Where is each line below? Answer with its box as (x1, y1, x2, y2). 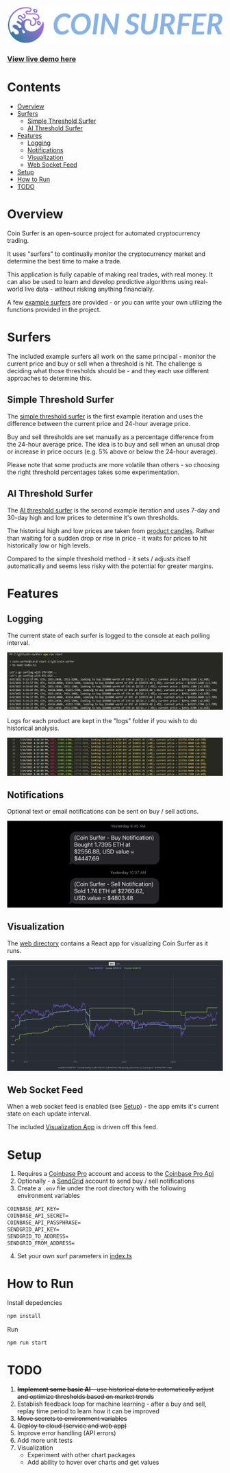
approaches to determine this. (7, 374, 92, 383)
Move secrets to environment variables (16, 1414, 127, 1422)
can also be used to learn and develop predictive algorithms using (7, 278, 194, 286)
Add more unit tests (16, 1436, 73, 1444)
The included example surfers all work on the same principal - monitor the (7, 353, 216, 361)
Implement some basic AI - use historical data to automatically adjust (16, 1385, 214, 1393)
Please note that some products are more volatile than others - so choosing (7, 460, 220, 469)
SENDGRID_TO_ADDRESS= (7, 1233, 69, 1240)
